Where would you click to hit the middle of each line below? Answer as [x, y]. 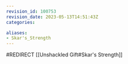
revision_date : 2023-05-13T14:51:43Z [52, 17]
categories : [21, 22]
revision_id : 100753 [31, 11]
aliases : [17, 33]
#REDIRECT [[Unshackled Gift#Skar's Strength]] [64, 55]
